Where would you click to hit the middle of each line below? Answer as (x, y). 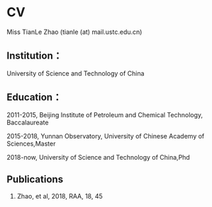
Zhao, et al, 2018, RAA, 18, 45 (60, 196)
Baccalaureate (28, 122)
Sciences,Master (31, 143)
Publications (35, 179)
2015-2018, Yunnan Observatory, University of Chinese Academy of (106, 136)
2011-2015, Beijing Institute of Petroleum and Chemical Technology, (105, 114)
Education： (34, 97)
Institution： (35, 56)
